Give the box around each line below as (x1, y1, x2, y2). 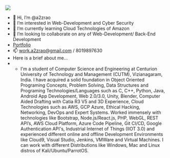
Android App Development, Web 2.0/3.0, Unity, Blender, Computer (20, 93, 160, 99)
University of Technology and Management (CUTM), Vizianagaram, (20, 71, 163, 77)
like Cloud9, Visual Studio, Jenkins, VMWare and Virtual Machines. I (20, 136, 164, 143)
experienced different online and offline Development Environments (20, 131, 163, 137)
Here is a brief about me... (12, 55, 68, 61)
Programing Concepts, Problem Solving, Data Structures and (20, 82, 148, 88)
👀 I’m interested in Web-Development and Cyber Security (12, 20, 134, 26)
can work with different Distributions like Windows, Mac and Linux (20, 142, 160, 148)
